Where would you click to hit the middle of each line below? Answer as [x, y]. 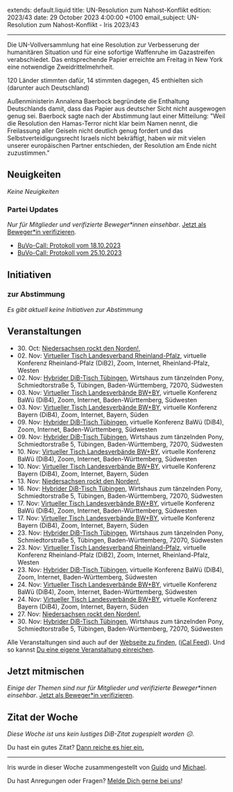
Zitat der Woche [43, 717]
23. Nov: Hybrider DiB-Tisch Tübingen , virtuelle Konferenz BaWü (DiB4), [120, 570]
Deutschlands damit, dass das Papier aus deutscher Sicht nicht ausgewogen [116, 108]
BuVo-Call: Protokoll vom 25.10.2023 [69, 253]
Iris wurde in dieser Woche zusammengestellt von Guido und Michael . [107, 768]
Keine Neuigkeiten [33, 191]
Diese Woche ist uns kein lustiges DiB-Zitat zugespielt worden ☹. [101, 734]
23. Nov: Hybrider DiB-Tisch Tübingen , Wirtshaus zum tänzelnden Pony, [120, 533]
